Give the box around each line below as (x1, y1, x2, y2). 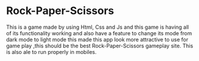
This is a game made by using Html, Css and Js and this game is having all (6, 23, 189, 30)
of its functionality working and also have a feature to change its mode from (6, 29, 192, 36)
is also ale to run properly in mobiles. (6, 48, 97, 55)
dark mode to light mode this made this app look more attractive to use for (6, 36, 189, 43)
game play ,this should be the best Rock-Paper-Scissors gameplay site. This (6, 42, 194, 49)
